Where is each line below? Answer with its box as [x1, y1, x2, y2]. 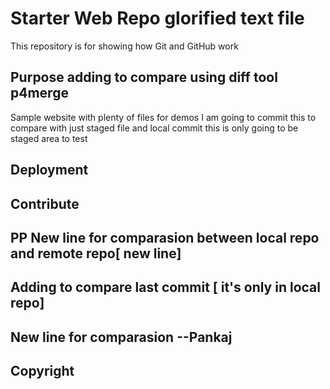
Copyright [10, 363, 75, 380]
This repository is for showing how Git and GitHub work [10, 40, 239, 52]
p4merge [10, 85, 69, 102]
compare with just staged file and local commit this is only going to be [10, 122, 299, 134]
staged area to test [10, 132, 88, 144]
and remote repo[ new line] [10, 245, 182, 262]
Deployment [10, 162, 89, 179]
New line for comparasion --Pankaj [10, 328, 233, 346]
